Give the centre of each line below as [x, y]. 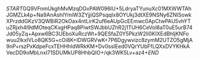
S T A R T [15, 9]
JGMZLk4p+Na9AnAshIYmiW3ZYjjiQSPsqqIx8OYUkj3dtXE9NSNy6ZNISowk [99, 15]
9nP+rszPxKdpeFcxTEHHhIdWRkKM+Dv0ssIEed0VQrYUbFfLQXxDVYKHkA [98, 46]
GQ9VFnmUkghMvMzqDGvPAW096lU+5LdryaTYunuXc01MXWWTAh [107, 9]
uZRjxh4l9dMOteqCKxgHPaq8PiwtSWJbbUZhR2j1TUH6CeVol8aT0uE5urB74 [99, 27]
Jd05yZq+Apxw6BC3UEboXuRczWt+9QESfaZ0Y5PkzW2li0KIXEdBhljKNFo [98, 34]
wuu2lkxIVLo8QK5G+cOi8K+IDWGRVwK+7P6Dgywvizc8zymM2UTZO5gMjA [99, 40]
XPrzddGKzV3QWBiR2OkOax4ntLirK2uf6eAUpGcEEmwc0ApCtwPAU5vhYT [99, 21]
